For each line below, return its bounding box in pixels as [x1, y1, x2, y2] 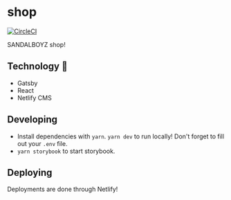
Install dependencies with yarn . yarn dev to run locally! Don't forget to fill [17, 132, 225, 140]
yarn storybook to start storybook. [17, 147, 115, 155]
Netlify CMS [17, 93, 52, 102]
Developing [7, 113, 57, 125]
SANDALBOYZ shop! [7, 40, 66, 48]
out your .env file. [17, 139, 68, 147]
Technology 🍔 [7, 60, 68, 73]
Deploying [7, 167, 53, 179]
